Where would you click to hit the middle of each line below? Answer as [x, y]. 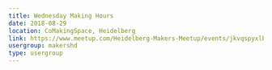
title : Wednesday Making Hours [61, 16]
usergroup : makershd [43, 46]
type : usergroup [36, 53]
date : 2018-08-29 [38, 23]
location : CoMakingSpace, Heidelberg [72, 31]
